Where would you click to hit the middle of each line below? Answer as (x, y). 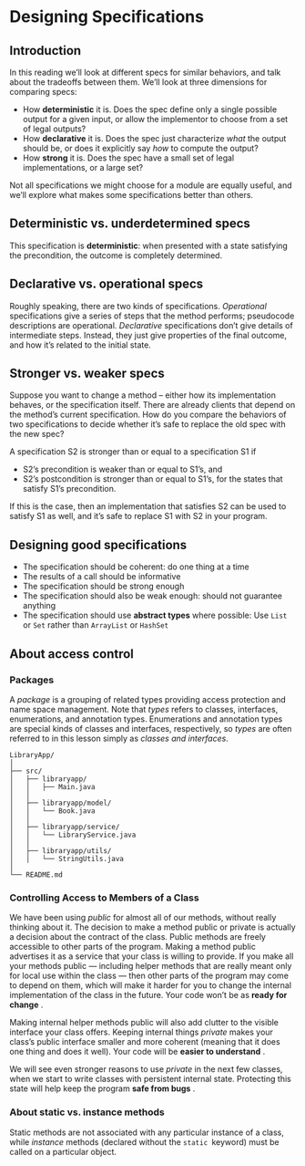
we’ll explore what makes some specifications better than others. (131, 195)
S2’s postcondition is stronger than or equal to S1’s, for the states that (153, 479)
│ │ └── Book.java (52, 811)
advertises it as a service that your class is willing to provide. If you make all (152, 956)
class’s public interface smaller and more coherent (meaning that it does (145, 1042)
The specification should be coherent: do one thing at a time (136, 567)
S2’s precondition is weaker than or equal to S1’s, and (122, 469)
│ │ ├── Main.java (52, 786)
